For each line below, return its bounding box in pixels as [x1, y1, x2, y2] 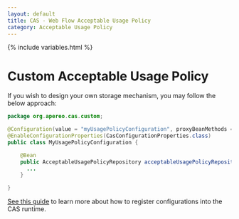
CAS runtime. [7, 205, 46, 213]
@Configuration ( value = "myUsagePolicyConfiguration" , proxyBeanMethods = [7, 126, 234, 133]
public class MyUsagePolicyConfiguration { [7, 139, 139, 146]
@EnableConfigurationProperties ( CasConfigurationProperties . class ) [7, 132, 212, 139]
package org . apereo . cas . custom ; [7, 113, 103, 120]
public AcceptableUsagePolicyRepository [20, 158, 142, 166]
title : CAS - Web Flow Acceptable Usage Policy [7, 17, 152, 24]
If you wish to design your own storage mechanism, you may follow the [7, 92, 216, 100]
